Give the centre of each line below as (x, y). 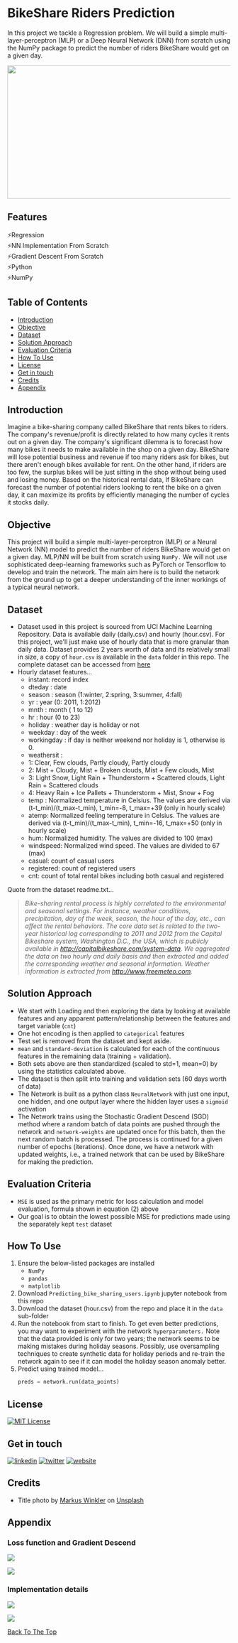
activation (32, 1109)
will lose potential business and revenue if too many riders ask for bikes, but (118, 457)
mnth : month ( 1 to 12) (61, 710)
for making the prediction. (55, 1162)
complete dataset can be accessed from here (84, 664)
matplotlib (44, 1287)
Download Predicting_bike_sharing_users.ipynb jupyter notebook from (122, 1293)
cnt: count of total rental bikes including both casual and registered (126, 876)
